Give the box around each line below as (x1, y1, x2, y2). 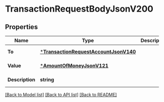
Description (7, 76, 36, 83)
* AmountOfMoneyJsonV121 (40, 62, 109, 69)
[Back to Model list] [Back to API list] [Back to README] (5, 92, 117, 98)
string (40, 76, 55, 83)
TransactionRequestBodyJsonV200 (5, 3, 154, 15)
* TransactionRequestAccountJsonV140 (40, 49, 136, 55)
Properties (5, 23, 38, 31)
